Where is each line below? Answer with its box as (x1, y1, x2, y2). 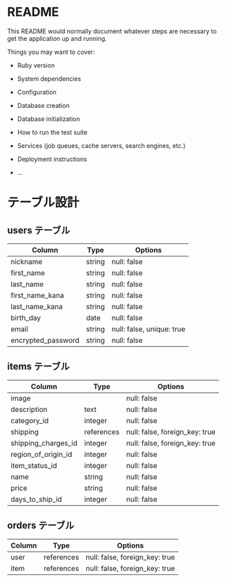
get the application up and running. (7, 34, 107, 42)
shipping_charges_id (10, 438, 78, 448)
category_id (10, 415, 49, 425)
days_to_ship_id (10, 494, 62, 504)
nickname (10, 256, 43, 266)
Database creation (17, 101, 70, 109)
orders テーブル (7, 520, 75, 532)
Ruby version (17, 61, 55, 69)
